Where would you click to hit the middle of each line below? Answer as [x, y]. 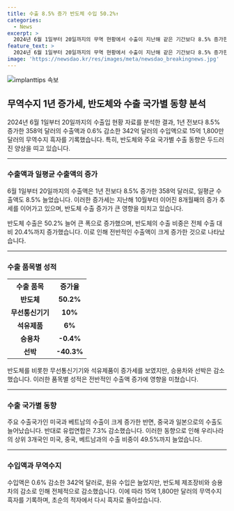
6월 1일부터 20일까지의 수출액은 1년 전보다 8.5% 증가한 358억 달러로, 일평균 [111, 191]
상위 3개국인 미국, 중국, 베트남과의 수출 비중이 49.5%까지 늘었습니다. [108, 439]
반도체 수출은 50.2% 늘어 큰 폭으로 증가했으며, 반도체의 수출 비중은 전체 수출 [111, 223]
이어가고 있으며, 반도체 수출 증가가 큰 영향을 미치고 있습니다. [102, 208]
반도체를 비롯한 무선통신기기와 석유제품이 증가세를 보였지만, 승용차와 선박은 [110, 371]
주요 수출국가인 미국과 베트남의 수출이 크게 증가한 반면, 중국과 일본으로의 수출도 [115, 422]
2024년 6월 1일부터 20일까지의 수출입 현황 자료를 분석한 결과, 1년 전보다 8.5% [114, 122]
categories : [24, 20]
